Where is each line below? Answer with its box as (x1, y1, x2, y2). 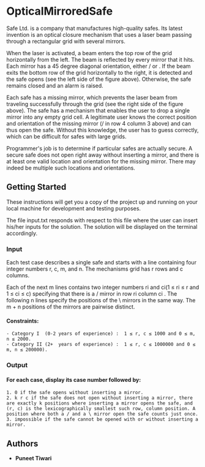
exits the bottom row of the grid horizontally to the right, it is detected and (6, 69, 193, 76)
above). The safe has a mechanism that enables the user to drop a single (6, 106, 190, 114)
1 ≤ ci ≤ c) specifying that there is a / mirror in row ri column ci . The (6, 290, 177, 297)
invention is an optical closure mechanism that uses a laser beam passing (6, 31, 192, 38)
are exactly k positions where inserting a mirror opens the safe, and (6, 400, 193, 406)
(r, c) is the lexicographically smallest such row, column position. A (6, 406, 196, 412)
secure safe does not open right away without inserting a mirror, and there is (6, 151, 199, 159)
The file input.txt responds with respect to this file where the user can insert (6, 216, 198, 224)
